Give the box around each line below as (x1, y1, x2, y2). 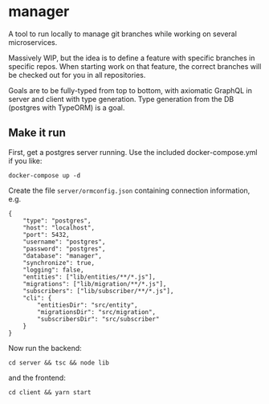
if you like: (8, 156, 43, 165)
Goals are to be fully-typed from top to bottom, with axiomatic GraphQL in (8, 85, 253, 95)
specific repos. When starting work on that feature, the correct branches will (8, 61, 262, 71)
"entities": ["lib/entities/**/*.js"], (22, 272, 157, 281)
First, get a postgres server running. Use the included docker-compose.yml (8, 147, 258, 157)
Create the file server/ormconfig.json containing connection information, (8, 186, 251, 195)
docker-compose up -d (8, 171, 81, 179)
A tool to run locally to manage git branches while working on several (8, 29, 237, 39)
